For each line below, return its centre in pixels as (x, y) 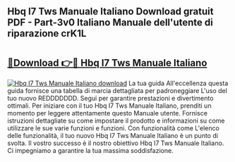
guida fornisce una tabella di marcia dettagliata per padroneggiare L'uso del (117, 91)
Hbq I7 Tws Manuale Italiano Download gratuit (110, 12)
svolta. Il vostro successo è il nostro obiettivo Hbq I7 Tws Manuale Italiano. (116, 143)
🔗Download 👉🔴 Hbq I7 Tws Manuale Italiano (107, 63)
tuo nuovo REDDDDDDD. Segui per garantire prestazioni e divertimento (110, 98)
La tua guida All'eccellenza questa (178, 83)
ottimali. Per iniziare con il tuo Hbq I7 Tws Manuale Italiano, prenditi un (109, 106)
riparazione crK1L (47, 33)
